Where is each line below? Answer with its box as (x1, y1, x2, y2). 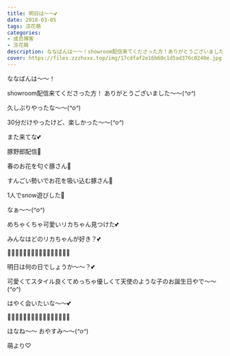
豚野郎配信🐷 (7, 147, 42, 155)
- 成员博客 (7, 36, 34, 43)
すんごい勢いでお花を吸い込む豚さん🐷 (7, 176, 113, 185)
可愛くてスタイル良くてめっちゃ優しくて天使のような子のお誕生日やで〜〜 (7, 277, 217, 285)
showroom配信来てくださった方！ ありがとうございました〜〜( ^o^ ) (7, 88, 196, 97)
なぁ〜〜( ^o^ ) (7, 205, 45, 213)
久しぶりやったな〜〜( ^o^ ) (7, 104, 81, 112)
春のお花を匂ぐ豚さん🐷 (7, 162, 72, 170)
